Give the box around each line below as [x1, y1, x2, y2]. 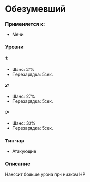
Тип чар [5, 137, 25, 144]
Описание [5, 160, 30, 167]
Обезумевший [5, 3, 66, 14]
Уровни [5, 43, 24, 50]
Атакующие [12, 148, 36, 154]
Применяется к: [5, 21, 45, 28]
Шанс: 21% [12, 66, 35, 72]
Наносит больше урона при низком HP [5, 171, 86, 177]
